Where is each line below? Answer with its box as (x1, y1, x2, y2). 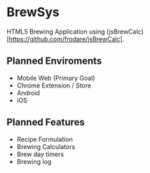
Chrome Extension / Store (16, 81, 92, 90)
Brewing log (16, 157, 52, 165)
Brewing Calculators (16, 142, 76, 151)
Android (16, 88, 40, 97)
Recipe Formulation (16, 134, 73, 144)
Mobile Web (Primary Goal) (16, 74, 95, 82)
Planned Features (6, 116, 86, 128)
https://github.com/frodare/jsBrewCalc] (8, 34, 123, 43)
